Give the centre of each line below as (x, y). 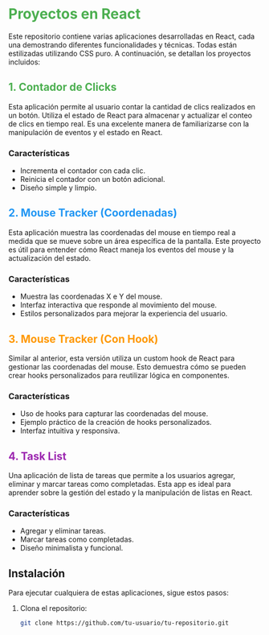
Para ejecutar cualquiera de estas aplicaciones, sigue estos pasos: (118, 593)
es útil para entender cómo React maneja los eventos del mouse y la (121, 249)
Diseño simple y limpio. (58, 188)
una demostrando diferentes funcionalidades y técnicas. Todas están (123, 44)
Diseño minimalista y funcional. (71, 548)
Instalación (37, 573)
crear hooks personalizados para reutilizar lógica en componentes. (119, 375)
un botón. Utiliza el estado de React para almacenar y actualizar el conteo (130, 115)
